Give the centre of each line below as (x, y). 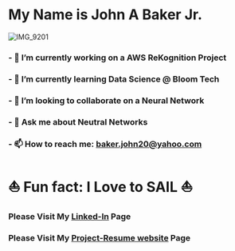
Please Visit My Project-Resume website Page (100, 237)
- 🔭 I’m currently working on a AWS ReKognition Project (117, 58)
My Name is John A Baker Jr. (106, 15)
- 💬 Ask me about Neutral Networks (78, 122)
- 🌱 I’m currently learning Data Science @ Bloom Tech (114, 79)
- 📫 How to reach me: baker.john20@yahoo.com (105, 144)
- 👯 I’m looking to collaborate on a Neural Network (106, 100)
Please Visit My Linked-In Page (70, 216)
